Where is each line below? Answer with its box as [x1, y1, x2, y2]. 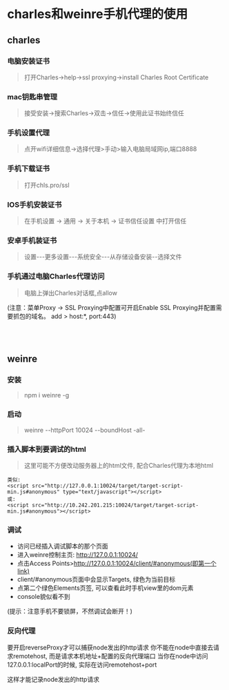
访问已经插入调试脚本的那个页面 [17, 542, 108, 551]
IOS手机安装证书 [7, 199, 62, 209]
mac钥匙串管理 [7, 92, 57, 101]
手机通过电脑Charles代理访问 [7, 272, 105, 282]
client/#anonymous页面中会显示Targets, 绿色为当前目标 [17, 575, 176, 584]
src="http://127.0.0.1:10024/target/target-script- [32, 482, 184, 489]
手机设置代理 [7, 128, 50, 138]
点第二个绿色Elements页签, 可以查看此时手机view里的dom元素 [17, 584, 195, 592]
